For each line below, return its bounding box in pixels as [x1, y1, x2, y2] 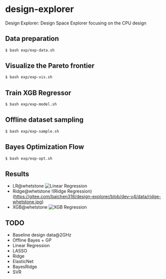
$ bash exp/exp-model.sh [5, 102, 57, 107]
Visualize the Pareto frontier [5, 61, 95, 70]
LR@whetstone [12, 183, 44, 189]
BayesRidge [12, 264, 37, 270]
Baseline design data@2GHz [12, 232, 71, 238]
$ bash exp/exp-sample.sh [5, 129, 59, 134]
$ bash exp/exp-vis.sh [5, 75, 52, 80]
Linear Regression [12, 243, 50, 248]
